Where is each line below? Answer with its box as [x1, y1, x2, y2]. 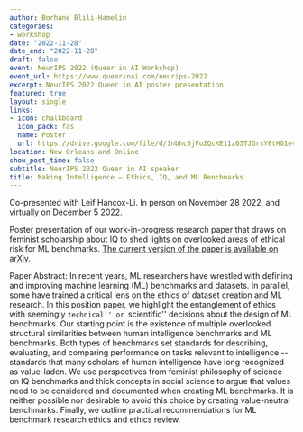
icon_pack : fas [17, 123, 75, 132]
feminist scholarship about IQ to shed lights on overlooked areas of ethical [9, 234, 286, 244]
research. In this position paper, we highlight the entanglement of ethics [9, 299, 277, 310]
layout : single [9, 97, 67, 106]
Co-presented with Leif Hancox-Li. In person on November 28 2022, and [9, 198, 280, 208]
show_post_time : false [9, 155, 95, 165]
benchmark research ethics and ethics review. [9, 414, 181, 425]
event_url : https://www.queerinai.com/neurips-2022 [9, 72, 207, 81]
